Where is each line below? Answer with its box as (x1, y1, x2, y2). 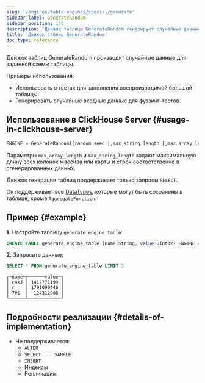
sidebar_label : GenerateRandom (6, 15, 86, 21)
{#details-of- (113, 312, 165, 322)
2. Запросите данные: (6, 251, 64, 259)
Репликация (24, 370, 56, 378)
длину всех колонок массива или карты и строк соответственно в (6, 158, 180, 165)
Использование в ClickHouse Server (6, 115, 151, 125)
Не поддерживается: (15, 338, 70, 345)
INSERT (24, 358, 41, 365)
